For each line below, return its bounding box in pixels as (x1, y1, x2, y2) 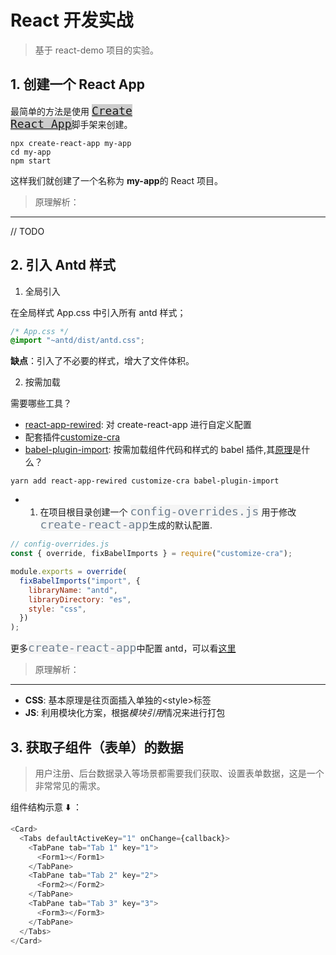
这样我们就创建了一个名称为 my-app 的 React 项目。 (10, 174, 224, 186)
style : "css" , (28, 604, 87, 614)
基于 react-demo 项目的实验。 (34, 44, 160, 56)
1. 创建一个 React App (10, 76, 145, 93)
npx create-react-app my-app (10, 138, 132, 148)
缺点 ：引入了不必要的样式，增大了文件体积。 (10, 355, 195, 367)
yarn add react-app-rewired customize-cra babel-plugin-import (10, 476, 280, 486)
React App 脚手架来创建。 (10, 116, 133, 131)
